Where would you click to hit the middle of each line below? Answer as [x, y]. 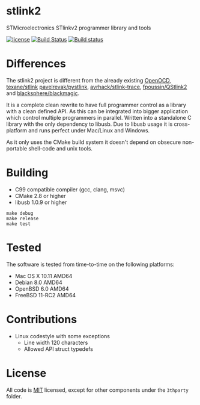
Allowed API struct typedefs [58, 349]
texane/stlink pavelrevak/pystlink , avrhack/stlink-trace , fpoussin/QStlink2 [97, 87]
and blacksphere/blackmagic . [43, 93]
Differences [36, 64]
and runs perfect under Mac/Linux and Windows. [89, 130]
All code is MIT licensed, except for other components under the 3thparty [98, 390]
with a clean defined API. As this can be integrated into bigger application [97, 111]
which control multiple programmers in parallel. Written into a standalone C [99, 117]
